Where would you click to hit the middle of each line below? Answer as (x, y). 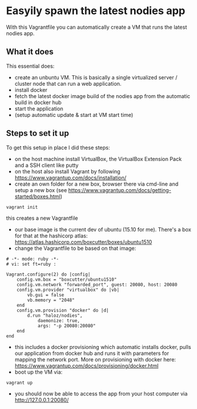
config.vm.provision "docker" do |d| (63, 310)
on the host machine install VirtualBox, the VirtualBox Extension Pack (98, 159)
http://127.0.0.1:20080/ (41, 400)
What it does (30, 52)
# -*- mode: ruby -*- (33, 259)
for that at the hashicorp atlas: (51, 236)
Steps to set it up (38, 133)
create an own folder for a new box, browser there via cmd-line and (96, 184)
